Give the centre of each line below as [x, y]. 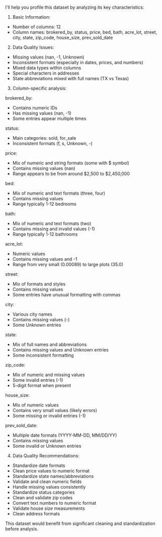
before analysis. [22, 529]
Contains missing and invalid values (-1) [54, 229]
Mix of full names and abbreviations [50, 344]
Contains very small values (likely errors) [55, 410]
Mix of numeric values [35, 405]
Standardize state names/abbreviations [53, 476]
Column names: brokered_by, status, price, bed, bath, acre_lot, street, [85, 32]
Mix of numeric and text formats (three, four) [59, 193]
